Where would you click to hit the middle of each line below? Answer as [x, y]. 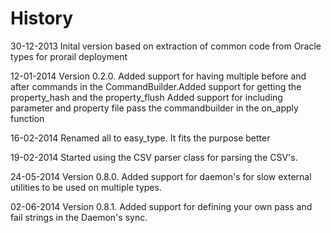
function [27, 118]
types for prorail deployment [69, 56]
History [42, 18]
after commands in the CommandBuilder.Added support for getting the [156, 86]
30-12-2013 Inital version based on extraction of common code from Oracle [166, 46]
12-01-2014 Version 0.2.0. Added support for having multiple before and [158, 76]
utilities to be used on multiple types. [86, 187]
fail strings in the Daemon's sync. [79, 217]
